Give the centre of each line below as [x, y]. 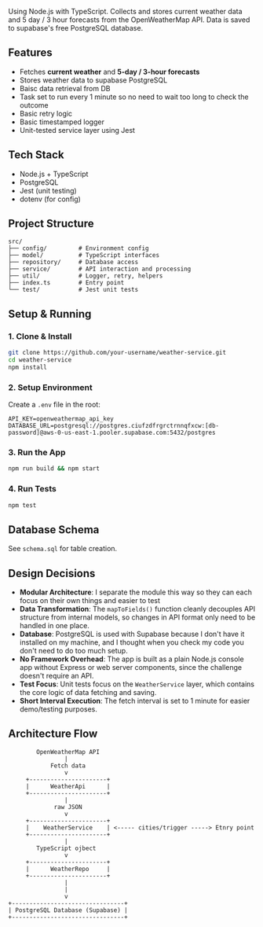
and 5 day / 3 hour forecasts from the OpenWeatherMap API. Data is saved [129, 20]
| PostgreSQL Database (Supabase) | [68, 910]
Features [30, 53]
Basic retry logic [46, 113]
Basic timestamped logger [62, 122]
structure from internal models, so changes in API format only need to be [137, 617]
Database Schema [54, 530]
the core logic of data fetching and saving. [88, 693]
